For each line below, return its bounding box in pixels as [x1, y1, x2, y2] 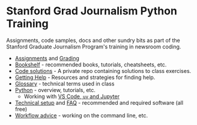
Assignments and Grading [14, 54, 80, 62]
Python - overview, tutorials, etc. [14, 86, 96, 93]
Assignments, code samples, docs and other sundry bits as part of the [6, 36, 180, 44]
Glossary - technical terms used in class [14, 80, 115, 87]
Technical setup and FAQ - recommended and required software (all [14, 99, 184, 106]
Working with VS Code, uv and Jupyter [23, 93, 120, 100]
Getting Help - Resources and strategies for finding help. [14, 74, 156, 81]
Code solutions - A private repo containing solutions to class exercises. [14, 67, 192, 74]
